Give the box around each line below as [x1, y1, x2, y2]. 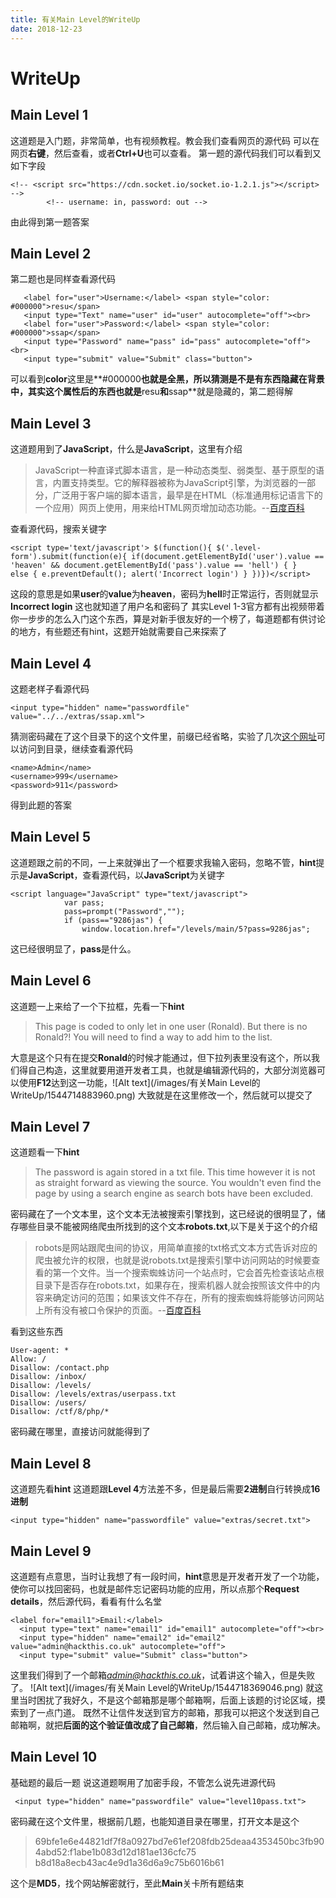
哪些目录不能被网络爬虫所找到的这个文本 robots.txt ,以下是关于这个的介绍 [18, 1221, 318, 1233]
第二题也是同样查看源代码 [10, 273, 116, 285]
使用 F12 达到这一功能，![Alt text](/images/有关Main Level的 [18, 1076, 261, 1088]
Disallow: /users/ [10, 1398, 87, 1408]
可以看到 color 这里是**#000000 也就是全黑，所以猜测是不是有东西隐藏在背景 [10, 373, 325, 385]
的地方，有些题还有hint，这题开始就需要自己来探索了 [10, 626, 228, 638]
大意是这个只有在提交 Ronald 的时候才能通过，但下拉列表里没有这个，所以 [10, 1051, 312, 1063]
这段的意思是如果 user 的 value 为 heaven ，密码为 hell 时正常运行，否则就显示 [10, 588, 319, 600]
